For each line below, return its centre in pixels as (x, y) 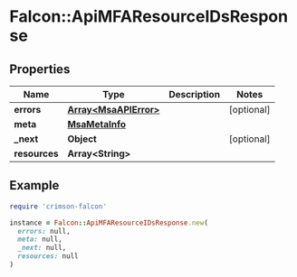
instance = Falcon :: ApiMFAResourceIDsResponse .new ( (109, 223)
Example (34, 185)
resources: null (48, 256)
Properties (40, 69)
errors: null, (44, 231)
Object (82, 139)
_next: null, (42, 248)
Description (194, 94)
